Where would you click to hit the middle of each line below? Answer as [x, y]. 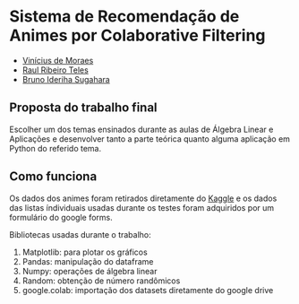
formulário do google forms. [61, 217]
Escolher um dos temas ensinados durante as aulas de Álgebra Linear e [141, 129]
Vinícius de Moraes [58, 60]
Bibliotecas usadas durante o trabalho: [81, 234]
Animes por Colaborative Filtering [137, 35]
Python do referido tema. [55, 148]
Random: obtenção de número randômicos [101, 281]
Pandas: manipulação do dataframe [88, 261]
